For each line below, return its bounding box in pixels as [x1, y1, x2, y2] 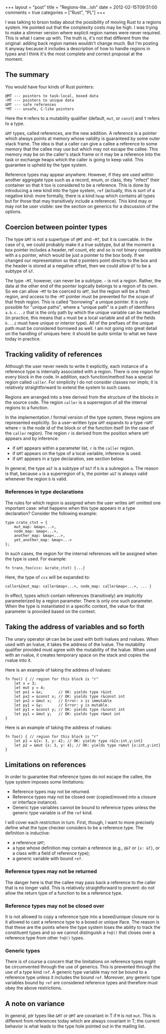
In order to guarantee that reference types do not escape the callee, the [5, 774, 152, 780]
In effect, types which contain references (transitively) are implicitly [5, 592, 143, 598]
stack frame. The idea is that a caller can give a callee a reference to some [5, 140, 158, 146]
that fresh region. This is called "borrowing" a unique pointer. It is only [5, 299, 149, 305]
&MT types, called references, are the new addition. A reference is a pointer [5, 130, 157, 136]
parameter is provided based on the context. [5, 608, 96, 614]
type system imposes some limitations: [5, 779, 85, 785]
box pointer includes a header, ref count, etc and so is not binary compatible [5, 246, 161, 253]
